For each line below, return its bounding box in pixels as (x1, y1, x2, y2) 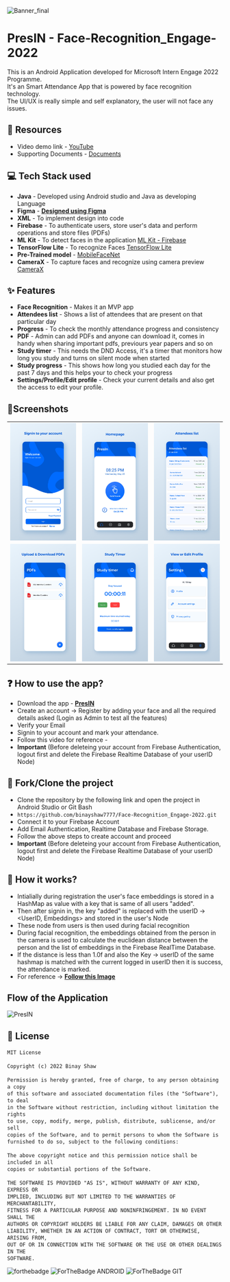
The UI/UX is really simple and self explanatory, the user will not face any (7, 97, 214, 105)
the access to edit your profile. (16, 383, 104, 391)
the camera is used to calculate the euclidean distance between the (16, 935, 209, 944)
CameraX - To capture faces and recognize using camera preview (16, 257, 205, 266)
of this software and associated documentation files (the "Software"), (7, 1091, 219, 1097)
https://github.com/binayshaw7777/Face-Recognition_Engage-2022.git (16, 811, 217, 818)
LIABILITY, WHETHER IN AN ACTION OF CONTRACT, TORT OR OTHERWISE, (7, 1228, 201, 1235)
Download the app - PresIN (16, 699, 94, 708)
